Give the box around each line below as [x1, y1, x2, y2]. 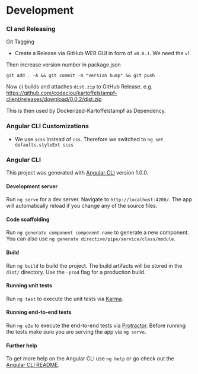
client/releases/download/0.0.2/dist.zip [6, 96, 102, 103]
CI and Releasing [6, 25, 56, 33]
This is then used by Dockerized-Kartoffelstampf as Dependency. [6, 107, 166, 115]
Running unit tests [6, 282, 52, 289]
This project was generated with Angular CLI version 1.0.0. [6, 169, 149, 176]
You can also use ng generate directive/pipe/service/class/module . [6, 235, 176, 242]
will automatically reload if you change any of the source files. [6, 202, 158, 210]
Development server [6, 182, 58, 190]
